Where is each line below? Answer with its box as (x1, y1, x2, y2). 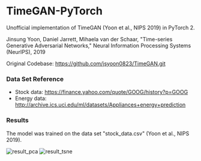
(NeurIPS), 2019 (6, 48, 46, 55)
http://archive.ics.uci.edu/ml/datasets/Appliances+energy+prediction (14, 101, 186, 108)
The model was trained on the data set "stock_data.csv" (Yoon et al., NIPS (6, 130, 190, 137)
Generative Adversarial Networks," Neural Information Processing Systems (6, 42, 191, 49)
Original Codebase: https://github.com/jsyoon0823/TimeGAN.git (6, 60, 166, 67)
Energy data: (14, 95, 47, 102)
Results (6, 116, 29, 124)
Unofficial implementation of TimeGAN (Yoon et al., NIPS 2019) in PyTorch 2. (6, 24, 195, 31)
